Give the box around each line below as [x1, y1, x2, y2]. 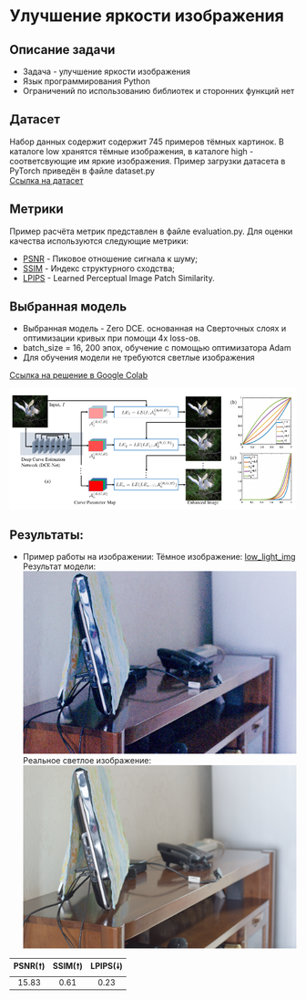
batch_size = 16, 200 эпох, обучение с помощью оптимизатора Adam [22, 342, 291, 353]
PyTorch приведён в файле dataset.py [9, 165, 155, 176]
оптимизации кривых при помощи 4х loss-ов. [22, 332, 201, 343]
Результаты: [9, 527, 85, 542]
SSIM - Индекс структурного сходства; [22, 262, 176, 274]
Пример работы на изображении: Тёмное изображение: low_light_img [22, 552, 296, 563]
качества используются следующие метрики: [9, 235, 189, 247]
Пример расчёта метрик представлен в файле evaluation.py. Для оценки [9, 226, 293, 237]
